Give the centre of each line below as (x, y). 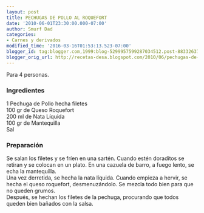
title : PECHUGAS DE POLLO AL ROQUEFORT (57, 18)
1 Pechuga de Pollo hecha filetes (47, 103)
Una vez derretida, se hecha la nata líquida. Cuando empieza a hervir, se (97, 178)
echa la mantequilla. (31, 172)
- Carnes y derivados (34, 40)
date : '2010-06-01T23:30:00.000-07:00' (57, 23)
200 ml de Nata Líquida (36, 116)
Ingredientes (25, 90)
